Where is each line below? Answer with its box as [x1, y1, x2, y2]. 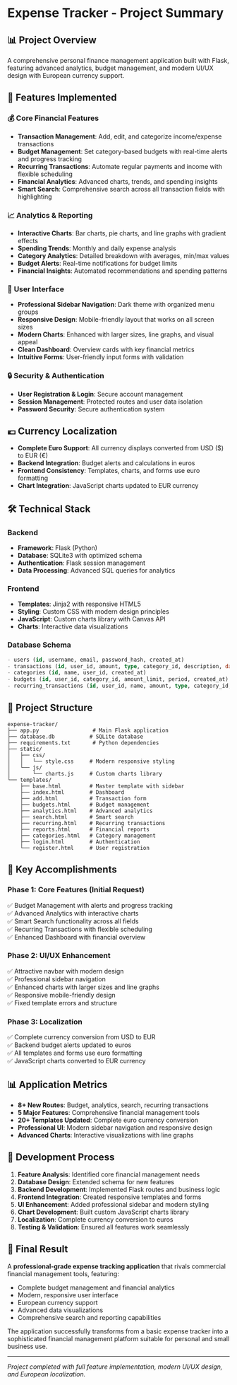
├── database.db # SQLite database [7, 733, 143, 740]
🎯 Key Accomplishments [7, 864, 118, 876]
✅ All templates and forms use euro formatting [7, 1048, 142, 1058]
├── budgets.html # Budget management [20, 801, 150, 808]
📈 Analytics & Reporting [7, 210, 93, 220]
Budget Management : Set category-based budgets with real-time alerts [17, 147, 228, 156]
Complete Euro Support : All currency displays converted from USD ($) [17, 444, 224, 452]
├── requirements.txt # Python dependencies [7, 739, 159, 747]
